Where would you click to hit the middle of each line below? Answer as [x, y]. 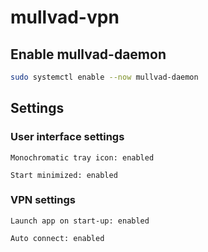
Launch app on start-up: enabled [80, 221]
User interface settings [67, 137]
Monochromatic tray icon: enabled [82, 157]
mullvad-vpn [65, 17]
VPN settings [43, 200]
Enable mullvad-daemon [88, 54]
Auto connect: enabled [57, 238]
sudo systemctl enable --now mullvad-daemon [104, 77]
